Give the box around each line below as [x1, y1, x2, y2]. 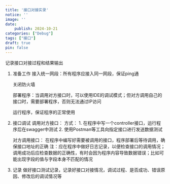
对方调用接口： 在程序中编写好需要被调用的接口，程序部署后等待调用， [12, 137, 161, 143]
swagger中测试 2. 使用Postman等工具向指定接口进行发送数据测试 [26, 126, 163, 132]
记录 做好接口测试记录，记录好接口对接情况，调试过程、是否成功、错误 [12, 167, 161, 173]
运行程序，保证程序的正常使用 [12, 109, 75, 115]
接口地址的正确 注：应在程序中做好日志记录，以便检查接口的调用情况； [17, 143, 165, 150]
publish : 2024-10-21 [14, 26, 58, 31]
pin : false [5, 45, 28, 50]
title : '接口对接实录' [5, 7, 49, 13]
